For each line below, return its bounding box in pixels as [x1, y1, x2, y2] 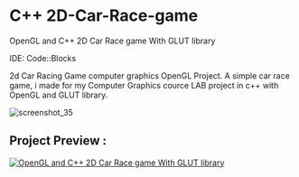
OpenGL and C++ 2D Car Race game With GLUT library [9, 35, 216, 46]
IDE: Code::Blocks [9, 52, 77, 63]
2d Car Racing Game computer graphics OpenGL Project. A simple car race [9, 70, 291, 81]
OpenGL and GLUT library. [9, 89, 108, 100]
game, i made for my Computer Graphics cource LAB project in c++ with [9, 79, 279, 90]
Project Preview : [9, 133, 107, 149]
